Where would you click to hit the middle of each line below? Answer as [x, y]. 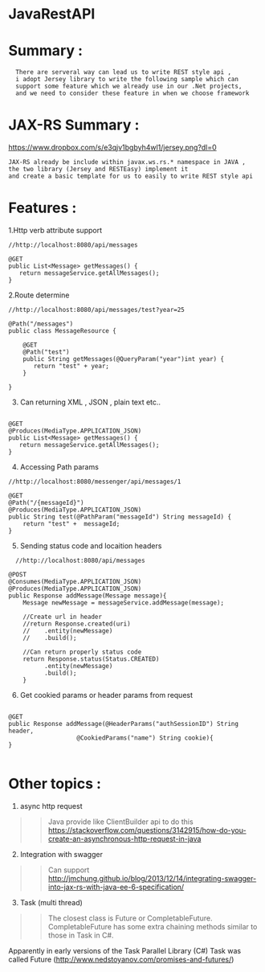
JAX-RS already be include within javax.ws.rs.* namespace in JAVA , [127, 162]
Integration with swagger [61, 854]
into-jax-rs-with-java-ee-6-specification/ [116, 887]
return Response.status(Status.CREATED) [91, 659]
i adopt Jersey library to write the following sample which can [127, 80]
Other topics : [55, 784]
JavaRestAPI [52, 14]
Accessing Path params [59, 467]
